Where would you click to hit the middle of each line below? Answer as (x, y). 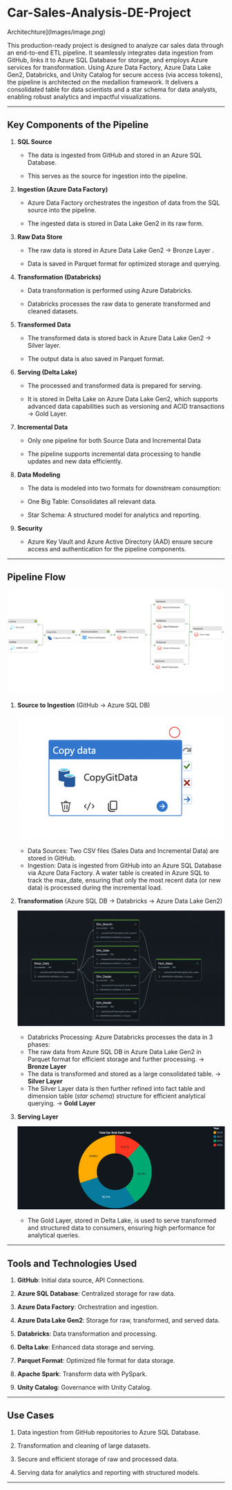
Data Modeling (39, 475)
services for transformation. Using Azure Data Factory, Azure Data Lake (109, 67)
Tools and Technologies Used (72, 1263)
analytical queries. (54, 1235)
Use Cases (31, 1416)
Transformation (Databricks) (59, 277)
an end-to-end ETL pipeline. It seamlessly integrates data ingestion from (110, 53)
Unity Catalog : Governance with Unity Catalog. (84, 1388)
